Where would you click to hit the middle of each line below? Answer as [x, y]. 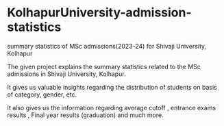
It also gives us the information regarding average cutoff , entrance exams [112, 108]
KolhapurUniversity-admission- [99, 13]
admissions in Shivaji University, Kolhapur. [66, 74]
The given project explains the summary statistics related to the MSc [104, 66]
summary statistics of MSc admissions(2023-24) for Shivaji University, [107, 46]
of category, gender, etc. [42, 94]
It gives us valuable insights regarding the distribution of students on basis [112, 87]
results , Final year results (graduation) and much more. [85, 115]
